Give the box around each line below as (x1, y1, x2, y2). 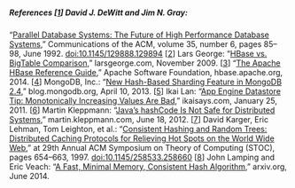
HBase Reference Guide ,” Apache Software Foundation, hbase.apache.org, (9, 67, 283, 77)
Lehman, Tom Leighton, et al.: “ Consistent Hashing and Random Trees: (9, 123, 268, 134)
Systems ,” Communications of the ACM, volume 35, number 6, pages (9, 38, 262, 49)
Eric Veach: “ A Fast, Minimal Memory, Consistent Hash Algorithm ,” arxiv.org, (9, 161, 288, 172)
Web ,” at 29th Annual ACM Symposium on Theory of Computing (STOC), (9, 142, 276, 153)
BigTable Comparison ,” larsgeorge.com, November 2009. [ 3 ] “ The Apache (9, 58, 281, 68)
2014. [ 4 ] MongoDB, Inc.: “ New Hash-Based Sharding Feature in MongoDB (9, 76, 282, 87)
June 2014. (9, 170, 50, 181)
